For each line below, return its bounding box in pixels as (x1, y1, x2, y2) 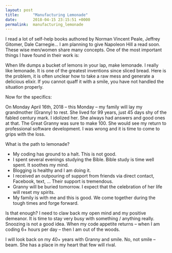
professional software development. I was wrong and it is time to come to (5, 126, 160, 132)
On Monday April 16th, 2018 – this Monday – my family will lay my (5, 104, 143, 110)
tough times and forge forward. (12, 200, 79, 206)
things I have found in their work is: (5, 52, 79, 59)
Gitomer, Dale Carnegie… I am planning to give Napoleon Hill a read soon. (5, 42, 160, 48)
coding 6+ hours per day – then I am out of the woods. (5, 226, 120, 232)
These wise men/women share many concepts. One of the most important (5, 47, 162, 53)
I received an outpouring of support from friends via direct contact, (12, 173, 155, 179)
